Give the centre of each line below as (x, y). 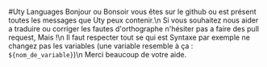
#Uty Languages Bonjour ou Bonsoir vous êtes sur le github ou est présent (132, 12)
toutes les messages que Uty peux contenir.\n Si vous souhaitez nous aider (133, 20)
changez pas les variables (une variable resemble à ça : (101, 46)
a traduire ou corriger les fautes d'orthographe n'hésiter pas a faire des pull (134, 29)
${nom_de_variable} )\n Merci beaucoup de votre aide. (98, 54)
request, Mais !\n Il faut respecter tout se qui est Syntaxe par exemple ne (129, 37)
